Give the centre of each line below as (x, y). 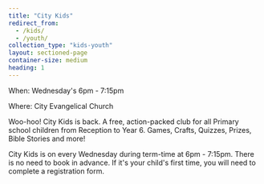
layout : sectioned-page (48, 53)
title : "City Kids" (41, 16)
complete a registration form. (56, 171)
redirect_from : (34, 23)
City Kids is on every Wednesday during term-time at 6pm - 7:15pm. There (131, 154)
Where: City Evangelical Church (61, 106)
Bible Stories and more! (47, 138)
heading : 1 (26, 68)
